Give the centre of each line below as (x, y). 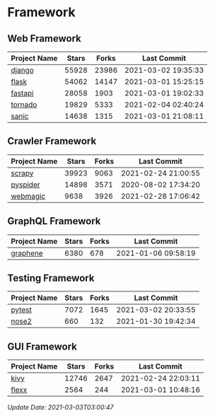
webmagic (28, 196)
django (22, 70)
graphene (27, 253)
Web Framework (44, 39)
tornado (24, 105)
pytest (21, 310)
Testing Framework (51, 278)
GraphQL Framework (54, 221)
